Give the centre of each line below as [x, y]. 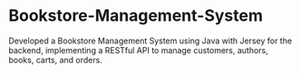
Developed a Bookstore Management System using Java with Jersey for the [150, 41]
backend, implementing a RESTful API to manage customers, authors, [138, 50]
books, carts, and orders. [56, 60]
